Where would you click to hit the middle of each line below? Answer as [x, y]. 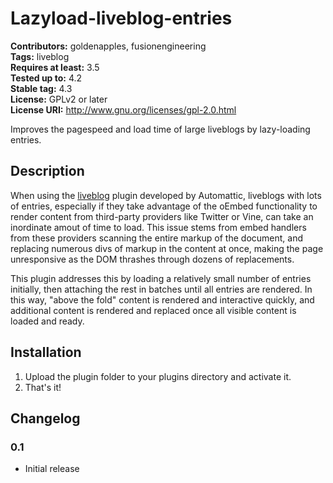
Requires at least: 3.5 [55, 67]
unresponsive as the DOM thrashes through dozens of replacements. [152, 259]
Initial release [52, 469]
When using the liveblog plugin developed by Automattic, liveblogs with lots [166, 195]
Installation [46, 352]
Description [47, 171]
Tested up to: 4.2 [46, 78]
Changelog [45, 418]
